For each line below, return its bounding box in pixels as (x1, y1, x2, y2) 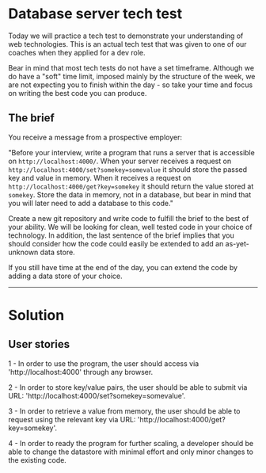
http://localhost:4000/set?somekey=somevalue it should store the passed (8, 164, 248, 174)
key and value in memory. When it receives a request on (8, 173, 192, 182)
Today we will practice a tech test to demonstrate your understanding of (8, 31, 244, 40)
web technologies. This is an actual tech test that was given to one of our (8, 39, 247, 48)
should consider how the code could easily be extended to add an (8, 238, 224, 248)
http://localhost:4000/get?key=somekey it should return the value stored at (8, 181, 254, 191)
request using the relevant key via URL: (8, 414, 136, 424)
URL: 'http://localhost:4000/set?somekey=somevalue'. (8, 391, 186, 400)
